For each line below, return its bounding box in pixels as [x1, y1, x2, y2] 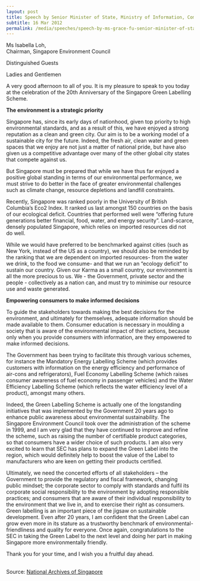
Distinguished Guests [6, 59, 58, 67]
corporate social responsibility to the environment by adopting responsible [6, 488, 189, 495]
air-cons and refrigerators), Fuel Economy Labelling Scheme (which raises [6, 370, 189, 378]
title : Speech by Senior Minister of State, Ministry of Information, [6, 14, 185, 20]
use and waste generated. [6, 285, 70, 293]
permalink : [6, 25, 33, 32]
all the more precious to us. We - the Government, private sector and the [6, 273, 185, 280]
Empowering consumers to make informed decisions [6, 297, 140, 304]
